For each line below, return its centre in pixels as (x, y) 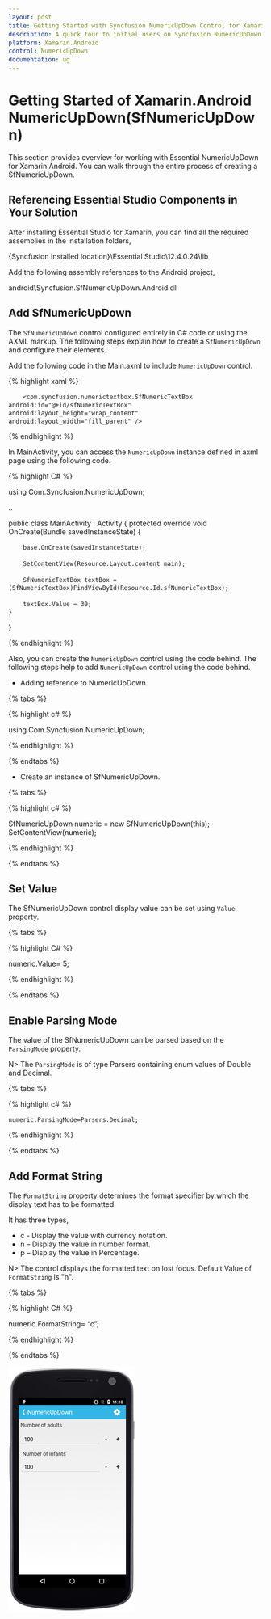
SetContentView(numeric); (52, 832)
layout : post (30, 17)
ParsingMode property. (45, 1049)
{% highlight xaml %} (44, 381)
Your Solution (43, 213)
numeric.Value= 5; (39, 964)
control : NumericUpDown (48, 51)
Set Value (33, 889)
